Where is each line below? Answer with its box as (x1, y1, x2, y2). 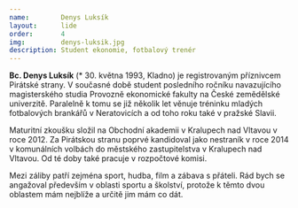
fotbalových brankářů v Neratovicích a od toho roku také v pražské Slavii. (9, 108, 277, 119)
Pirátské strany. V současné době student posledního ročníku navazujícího (9, 80, 282, 90)
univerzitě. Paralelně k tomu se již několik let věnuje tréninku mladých (9, 98, 263, 109)
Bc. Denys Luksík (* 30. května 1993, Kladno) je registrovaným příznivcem (9, 70, 281, 81)
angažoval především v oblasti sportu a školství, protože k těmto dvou (9, 180, 265, 190)
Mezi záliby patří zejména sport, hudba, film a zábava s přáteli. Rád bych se (9, 170, 286, 181)
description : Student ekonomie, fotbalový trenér (9, 46, 197, 55)
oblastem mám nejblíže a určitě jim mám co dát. (9, 189, 184, 200)
